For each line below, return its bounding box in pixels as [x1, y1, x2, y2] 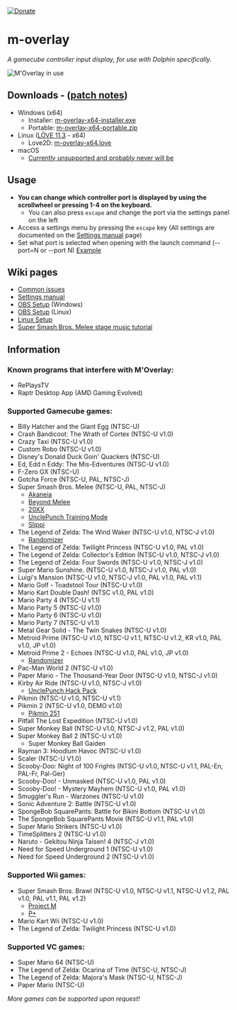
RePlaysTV [17, 381, 50, 390]
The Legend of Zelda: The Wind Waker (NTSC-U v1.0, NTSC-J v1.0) [17, 528, 215, 536]
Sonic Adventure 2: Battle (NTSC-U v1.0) [17, 800, 137, 808]
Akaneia [28, 490, 52, 499]
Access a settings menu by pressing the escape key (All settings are [17, 223, 214, 232]
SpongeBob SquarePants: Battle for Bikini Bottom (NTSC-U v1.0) [17, 807, 205, 816]
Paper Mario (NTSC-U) [17, 980, 85, 989]
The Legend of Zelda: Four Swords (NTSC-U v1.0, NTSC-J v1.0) [17, 558, 204, 567]
